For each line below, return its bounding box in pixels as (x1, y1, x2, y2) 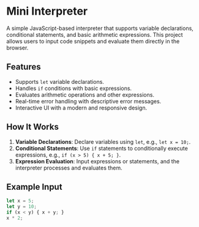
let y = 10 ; (6, 204, 37, 210)
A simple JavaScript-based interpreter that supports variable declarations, (6, 24, 194, 32)
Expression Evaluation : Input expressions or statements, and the (15, 157, 179, 165)
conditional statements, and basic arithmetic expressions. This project (6, 31, 183, 38)
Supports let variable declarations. (15, 78, 104, 85)
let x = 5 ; (6, 198, 34, 204)
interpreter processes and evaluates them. (15, 164, 122, 171)
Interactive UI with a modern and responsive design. (15, 104, 148, 111)
